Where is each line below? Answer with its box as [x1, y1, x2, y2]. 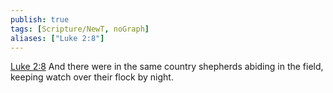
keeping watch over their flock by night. [10, 71, 174, 83]
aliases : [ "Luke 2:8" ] [10, 33, 105, 43]
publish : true [10, 14, 70, 25]
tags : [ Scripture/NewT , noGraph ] [10, 24, 150, 34]
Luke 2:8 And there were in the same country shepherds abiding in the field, [10, 61, 324, 73]
